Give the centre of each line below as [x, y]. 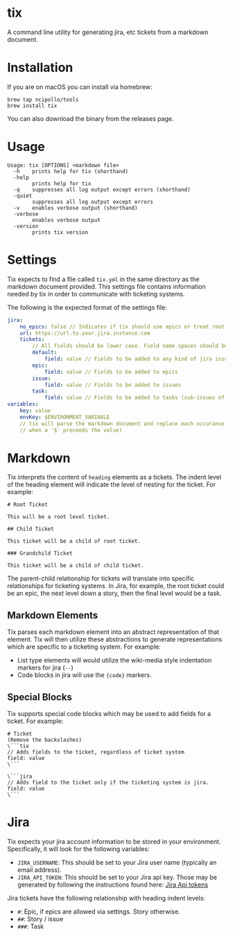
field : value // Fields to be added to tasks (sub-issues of [135, 398]
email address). [39, 870]
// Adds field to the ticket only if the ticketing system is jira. [108, 783]
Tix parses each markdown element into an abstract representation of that [113, 632]
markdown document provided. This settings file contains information [106, 286]
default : [45, 353]
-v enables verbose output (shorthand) [76, 208]
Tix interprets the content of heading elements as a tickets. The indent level [114, 477]
